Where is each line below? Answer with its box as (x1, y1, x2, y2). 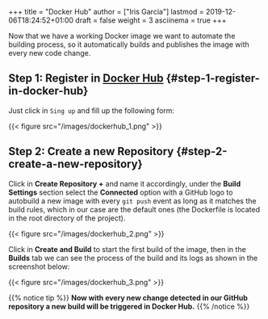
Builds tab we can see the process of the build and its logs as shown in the (8, 253, 258, 262)
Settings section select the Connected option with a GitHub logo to (8, 187, 233, 197)
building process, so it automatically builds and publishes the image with (8, 40, 250, 49)
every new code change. (8, 48, 91, 57)
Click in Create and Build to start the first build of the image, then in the (8, 244, 246, 254)
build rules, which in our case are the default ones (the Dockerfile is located (8, 204, 261, 214)
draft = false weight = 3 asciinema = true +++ (75, 15, 228, 25)
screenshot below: (8, 262, 70, 271)
